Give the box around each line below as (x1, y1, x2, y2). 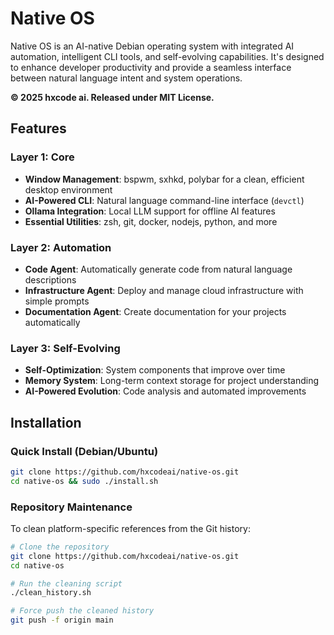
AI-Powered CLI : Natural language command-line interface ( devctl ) (24, 194, 305, 206)
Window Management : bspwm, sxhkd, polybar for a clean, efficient (24, 173, 305, 185)
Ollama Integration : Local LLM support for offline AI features (24, 205, 276, 217)
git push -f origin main (10, 615, 114, 626)
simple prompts (24, 295, 90, 307)
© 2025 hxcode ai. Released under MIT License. (10, 91, 215, 103)
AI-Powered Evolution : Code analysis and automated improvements (24, 385, 307, 397)
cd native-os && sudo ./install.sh (10, 476, 159, 486)
